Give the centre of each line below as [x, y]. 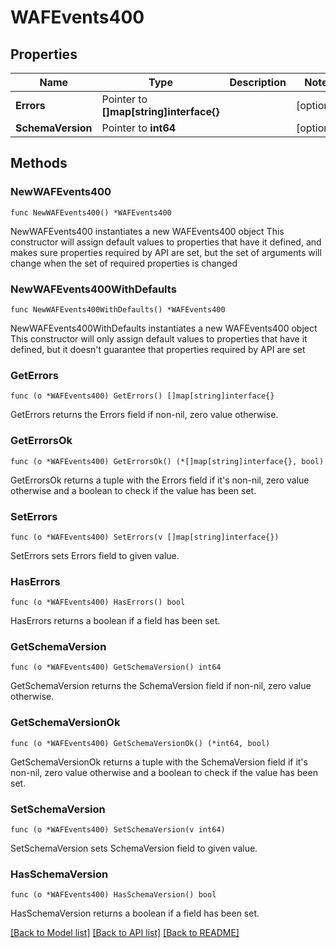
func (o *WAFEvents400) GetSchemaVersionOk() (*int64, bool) [140, 743]
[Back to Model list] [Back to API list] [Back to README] [125, 933]
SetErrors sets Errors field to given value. [95, 555]
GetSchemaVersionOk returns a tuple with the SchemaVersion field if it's [159, 762]
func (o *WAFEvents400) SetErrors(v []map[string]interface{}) [145, 537]
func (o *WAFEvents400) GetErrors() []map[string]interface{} [142, 396]
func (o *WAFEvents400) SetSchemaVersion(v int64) [118, 830]
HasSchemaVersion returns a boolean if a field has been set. [135, 913]
